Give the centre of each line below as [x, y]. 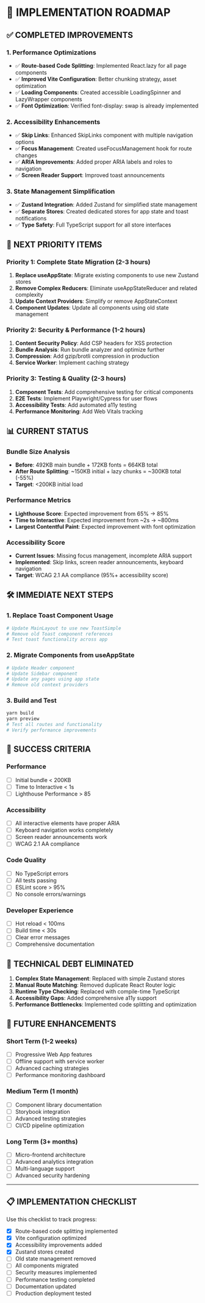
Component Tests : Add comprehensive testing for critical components [104, 392]
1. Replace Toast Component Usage [60, 615]
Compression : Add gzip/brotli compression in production [87, 356]
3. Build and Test [31, 700]
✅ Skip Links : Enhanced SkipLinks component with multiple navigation [104, 135]
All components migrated [47, 1266]
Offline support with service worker [60, 1061]
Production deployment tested [53, 1293]
